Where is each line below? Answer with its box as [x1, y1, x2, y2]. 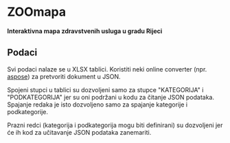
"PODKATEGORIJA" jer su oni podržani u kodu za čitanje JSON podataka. [7, 93, 215, 101]
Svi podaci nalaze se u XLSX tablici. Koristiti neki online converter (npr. [7, 65, 207, 73]
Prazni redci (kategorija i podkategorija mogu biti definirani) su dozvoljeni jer [7, 121, 223, 129]
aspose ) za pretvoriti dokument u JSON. [7, 72, 122, 80]
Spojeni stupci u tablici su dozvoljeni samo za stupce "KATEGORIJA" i [7, 85, 204, 93]
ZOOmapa [7, 4, 67, 20]
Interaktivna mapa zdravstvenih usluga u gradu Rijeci [7, 27, 163, 35]
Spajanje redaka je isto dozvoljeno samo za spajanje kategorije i [7, 100, 187, 109]
